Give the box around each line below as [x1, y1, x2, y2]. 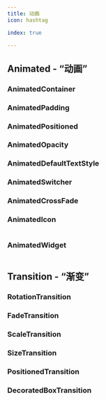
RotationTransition [7, 292, 71, 302]
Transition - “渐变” [7, 271, 89, 282]
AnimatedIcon [7, 215, 56, 225]
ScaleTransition [7, 329, 61, 339]
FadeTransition [7, 311, 59, 321]
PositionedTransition [7, 367, 80, 376]
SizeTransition [7, 348, 57, 358]
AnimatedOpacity [7, 140, 68, 150]
